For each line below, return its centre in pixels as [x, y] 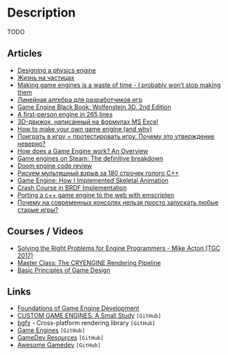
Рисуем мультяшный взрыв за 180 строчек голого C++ [98, 173]
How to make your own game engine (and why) [85, 128]
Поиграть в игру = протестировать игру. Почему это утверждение [116, 136]
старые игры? [38, 209]
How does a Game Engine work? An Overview [83, 151]
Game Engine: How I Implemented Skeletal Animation [93, 180]
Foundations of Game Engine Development [78, 308]
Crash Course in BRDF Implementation [72, 187]
